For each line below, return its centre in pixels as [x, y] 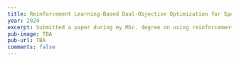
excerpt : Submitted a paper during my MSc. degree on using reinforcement [121, 27]
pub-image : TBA [30, 34]
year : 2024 [23, 21]
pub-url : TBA [27, 41]
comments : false [31, 47]
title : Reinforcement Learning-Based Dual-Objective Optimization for [114, 14]
